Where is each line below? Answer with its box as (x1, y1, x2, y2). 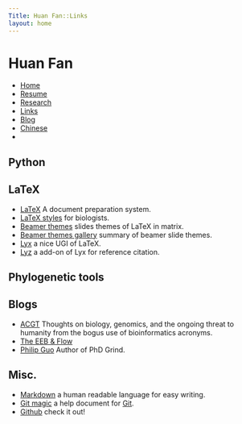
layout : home (8, 19, 52, 27)
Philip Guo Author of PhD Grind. (19, 344, 126, 355)
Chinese (19, 123, 48, 133)
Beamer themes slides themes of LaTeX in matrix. (19, 221, 184, 231)
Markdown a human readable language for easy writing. (19, 389, 206, 399)
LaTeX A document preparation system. (19, 204, 151, 214)
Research (19, 98, 52, 107)
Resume (19, 89, 47, 99)
